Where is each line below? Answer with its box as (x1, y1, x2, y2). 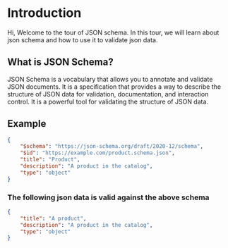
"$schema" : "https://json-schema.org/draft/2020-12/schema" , (20, 143, 203, 150)
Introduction (7, 5, 82, 21)
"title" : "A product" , (20, 215, 87, 222)
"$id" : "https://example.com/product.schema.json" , (20, 149, 175, 156)
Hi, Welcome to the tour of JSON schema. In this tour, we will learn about (7, 28, 220, 37)
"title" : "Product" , (20, 156, 80, 163)
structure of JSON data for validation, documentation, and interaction (7, 89, 209, 98)
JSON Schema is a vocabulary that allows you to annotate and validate (7, 75, 213, 83)
